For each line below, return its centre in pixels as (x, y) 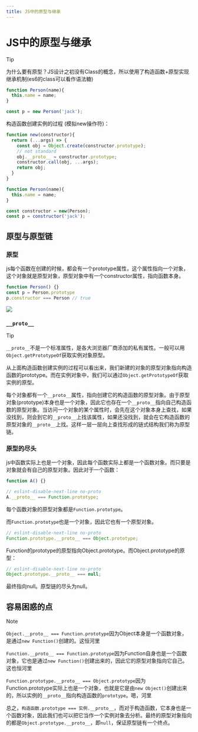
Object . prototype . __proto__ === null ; (54, 575)
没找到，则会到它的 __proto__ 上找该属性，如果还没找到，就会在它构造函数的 (98, 417)
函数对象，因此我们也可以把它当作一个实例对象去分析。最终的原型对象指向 (101, 715)
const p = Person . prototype (41, 293)
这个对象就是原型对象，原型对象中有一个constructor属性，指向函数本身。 (95, 276)
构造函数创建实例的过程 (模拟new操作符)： (58, 124)
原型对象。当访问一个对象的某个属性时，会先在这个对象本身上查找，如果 (104, 409)
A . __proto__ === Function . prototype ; (52, 497)
